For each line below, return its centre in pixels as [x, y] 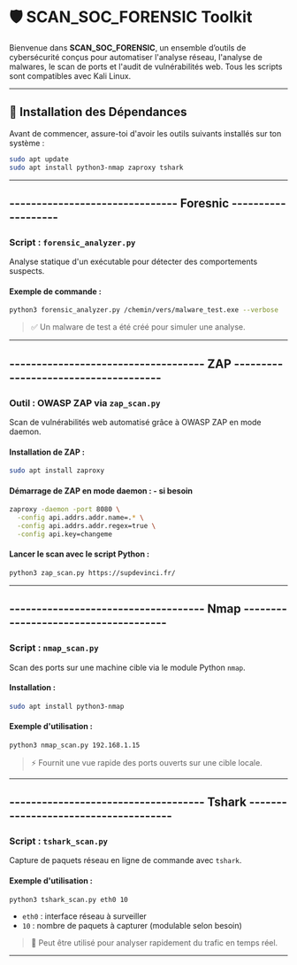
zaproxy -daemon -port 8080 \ [65, 510]
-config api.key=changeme [65, 534]
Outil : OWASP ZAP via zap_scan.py [85, 402]
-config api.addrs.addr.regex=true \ [87, 525]
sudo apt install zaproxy [57, 471]
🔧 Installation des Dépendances [98, 112]
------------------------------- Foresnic [119, 203]
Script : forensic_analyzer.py [72, 242]
